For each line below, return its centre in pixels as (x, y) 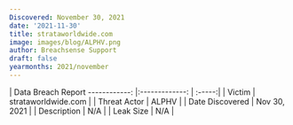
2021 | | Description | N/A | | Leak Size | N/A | (92, 111)
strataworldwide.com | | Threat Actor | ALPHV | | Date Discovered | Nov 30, (147, 101)
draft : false (33, 59)
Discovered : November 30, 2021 (67, 17)
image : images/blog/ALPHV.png (65, 42)
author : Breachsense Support (63, 51)
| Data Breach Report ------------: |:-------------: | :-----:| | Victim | (132, 92)
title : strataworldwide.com (61, 34)
